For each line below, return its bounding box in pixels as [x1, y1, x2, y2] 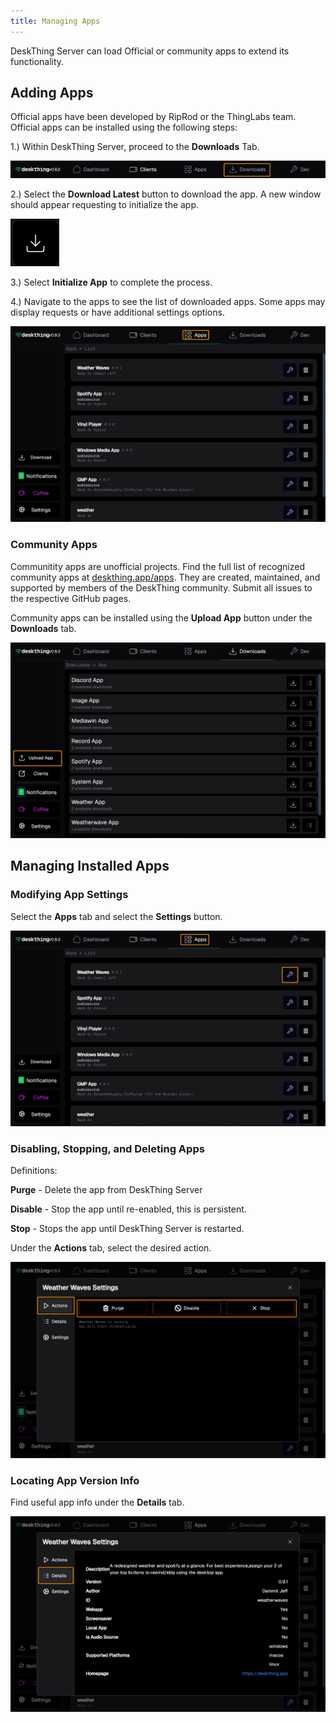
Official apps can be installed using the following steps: [10, 121, 238, 134]
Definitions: [10, 1165, 58, 1177]
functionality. [10, 55, 65, 67]
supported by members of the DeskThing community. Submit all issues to [10, 581, 313, 594]
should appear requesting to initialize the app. [10, 199, 200, 211]
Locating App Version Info [10, 1473, 140, 1487]
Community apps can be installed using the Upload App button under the [10, 611, 313, 624]
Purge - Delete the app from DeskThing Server [10, 1184, 203, 1196]
